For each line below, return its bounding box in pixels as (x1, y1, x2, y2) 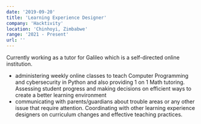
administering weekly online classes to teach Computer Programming (15, 72, 189, 79)
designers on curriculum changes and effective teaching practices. (15, 111, 183, 118)
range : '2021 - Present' (6, 32, 69, 38)
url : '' (6, 37, 26, 43)
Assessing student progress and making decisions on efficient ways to (15, 85, 192, 92)
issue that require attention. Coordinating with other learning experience (15, 105, 196, 111)
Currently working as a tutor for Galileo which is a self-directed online (6, 54, 180, 61)
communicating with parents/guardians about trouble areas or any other (15, 98, 195, 105)
